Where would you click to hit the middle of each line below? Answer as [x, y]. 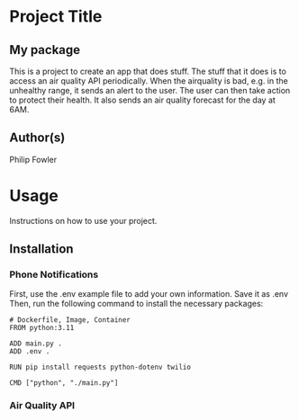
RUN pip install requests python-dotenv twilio [100, 367]
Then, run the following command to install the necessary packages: [136, 304]
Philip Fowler [33, 159]
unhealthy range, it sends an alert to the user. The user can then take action [150, 90]
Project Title [56, 17]
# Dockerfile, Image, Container [70, 320]
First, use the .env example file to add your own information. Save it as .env [149, 294]
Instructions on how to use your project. [83, 220]
